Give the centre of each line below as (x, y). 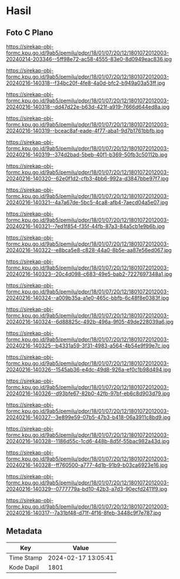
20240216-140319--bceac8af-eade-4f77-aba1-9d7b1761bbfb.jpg (85, 131)
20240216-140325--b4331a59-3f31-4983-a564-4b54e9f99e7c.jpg (88, 346)
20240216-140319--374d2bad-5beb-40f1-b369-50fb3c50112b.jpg (87, 155)
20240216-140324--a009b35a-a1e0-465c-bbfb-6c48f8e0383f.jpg (87, 298)
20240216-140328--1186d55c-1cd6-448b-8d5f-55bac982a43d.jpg (88, 441)
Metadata (24, 531)
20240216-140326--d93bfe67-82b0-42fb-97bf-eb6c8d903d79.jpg (88, 393)
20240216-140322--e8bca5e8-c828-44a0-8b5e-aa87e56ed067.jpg (89, 250)
